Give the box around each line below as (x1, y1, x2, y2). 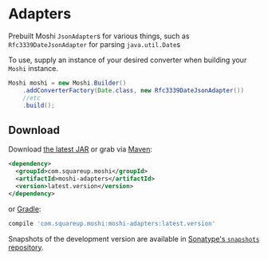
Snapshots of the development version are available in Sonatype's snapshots (8, 234, 260, 243)
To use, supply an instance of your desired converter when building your (8, 55, 247, 65)
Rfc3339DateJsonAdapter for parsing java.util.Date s (8, 39, 181, 49)
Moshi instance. (8, 63, 58, 73)
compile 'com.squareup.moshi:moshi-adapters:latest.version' (8, 219, 216, 227)
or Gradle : (8, 204, 41, 214)
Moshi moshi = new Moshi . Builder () (8, 79, 127, 87)
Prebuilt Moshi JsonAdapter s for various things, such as (8, 31, 190, 41)
